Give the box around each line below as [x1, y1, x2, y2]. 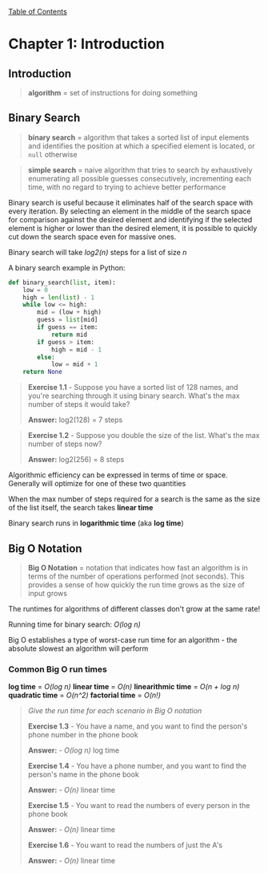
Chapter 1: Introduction [8, 35, 166, 53]
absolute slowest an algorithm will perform [8, 644, 149, 653]
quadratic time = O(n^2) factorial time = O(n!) [8, 690, 162, 700]
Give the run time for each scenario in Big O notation [27, 706, 202, 716]
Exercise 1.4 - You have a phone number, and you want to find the [27, 761, 246, 771]
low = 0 [22, 286, 48, 294]
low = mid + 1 [50, 360, 98, 368]
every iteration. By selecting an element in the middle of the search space [8, 206, 251, 216]
